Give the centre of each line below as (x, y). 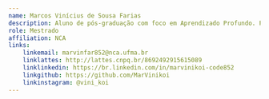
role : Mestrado (34, 30)
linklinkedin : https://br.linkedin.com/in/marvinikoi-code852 (128, 68)
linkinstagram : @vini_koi (66, 82)
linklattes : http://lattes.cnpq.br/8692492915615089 (112, 61)
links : (19, 46)
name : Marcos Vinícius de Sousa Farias (75, 16)
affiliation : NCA (37, 38)
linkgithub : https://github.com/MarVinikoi (96, 75)
